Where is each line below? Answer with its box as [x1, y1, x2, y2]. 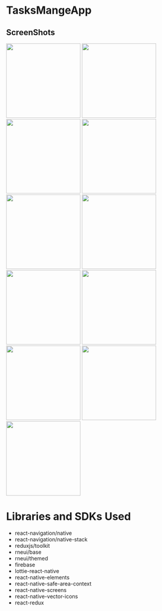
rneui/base [14, 548, 42, 556]
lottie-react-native [14, 567, 59, 575]
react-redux [14, 599, 45, 606]
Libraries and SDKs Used [6, 510, 131, 523]
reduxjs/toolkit [14, 542, 50, 549]
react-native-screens [14, 586, 67, 593]
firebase [14, 561, 36, 568]
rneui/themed [14, 554, 49, 562]
